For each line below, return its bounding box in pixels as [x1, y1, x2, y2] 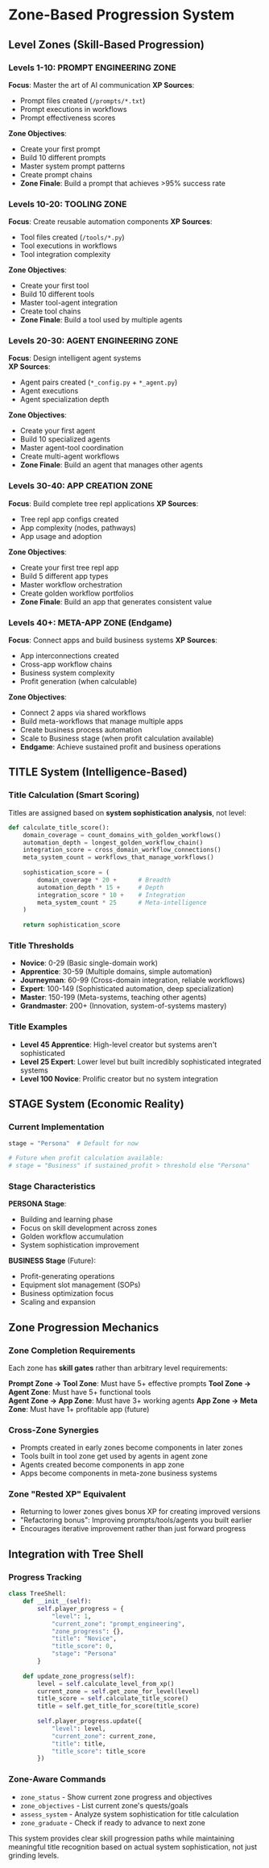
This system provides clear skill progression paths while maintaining [8, 1833, 235, 1843]
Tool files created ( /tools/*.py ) [19, 232, 125, 243]
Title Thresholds [8, 940, 74, 951]
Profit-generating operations [19, 1272, 115, 1281]
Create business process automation [19, 725, 143, 735]
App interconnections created [19, 651, 119, 661]
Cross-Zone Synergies [8, 1424, 99, 1435]
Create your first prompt [19, 143, 101, 154]
